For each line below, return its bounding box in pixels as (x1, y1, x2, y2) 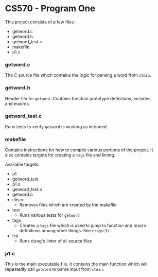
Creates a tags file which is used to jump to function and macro (19, 223, 147, 228)
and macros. (5, 101, 30, 106)
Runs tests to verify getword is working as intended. (5, 123, 108, 129)
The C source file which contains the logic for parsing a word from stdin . (5, 72, 152, 78)
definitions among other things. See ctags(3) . (19, 228, 111, 234)
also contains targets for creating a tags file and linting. (5, 152, 116, 158)
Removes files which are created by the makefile (19, 202, 117, 208)
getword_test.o (12, 187, 42, 192)
